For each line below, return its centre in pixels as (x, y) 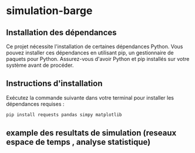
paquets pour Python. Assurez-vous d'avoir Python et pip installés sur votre (98, 59)
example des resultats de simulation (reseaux (91, 133)
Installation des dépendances (61, 33)
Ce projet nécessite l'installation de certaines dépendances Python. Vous (95, 46)
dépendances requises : (35, 104)
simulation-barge (49, 11)
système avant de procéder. (40, 65)
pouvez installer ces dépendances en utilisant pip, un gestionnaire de (90, 53)
